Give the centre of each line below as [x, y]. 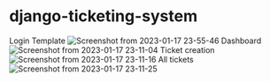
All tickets [176, 59]
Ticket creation [187, 49]
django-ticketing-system [103, 16]
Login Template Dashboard [135, 41]
